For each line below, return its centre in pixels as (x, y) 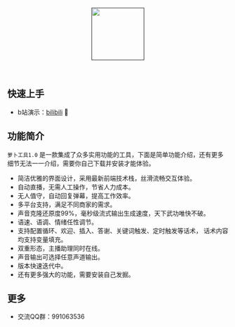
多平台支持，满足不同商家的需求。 (67, 204)
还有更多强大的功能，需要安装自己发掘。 (76, 274)
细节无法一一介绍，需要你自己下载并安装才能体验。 (81, 163)
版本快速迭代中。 (42, 265)
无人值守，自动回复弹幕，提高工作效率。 (76, 195)
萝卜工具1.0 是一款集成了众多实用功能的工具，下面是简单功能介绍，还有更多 (115, 154)
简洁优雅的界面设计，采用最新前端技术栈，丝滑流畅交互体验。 (107, 178)
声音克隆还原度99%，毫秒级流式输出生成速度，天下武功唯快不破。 (113, 213)
